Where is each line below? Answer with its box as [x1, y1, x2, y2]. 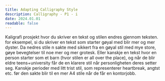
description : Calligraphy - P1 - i [5, 12, 78, 17]
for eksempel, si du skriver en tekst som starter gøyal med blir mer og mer [5, 40, 155, 45]
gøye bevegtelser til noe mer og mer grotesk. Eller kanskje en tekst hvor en [5, 50, 157, 56]
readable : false [5, 20, 38, 26]
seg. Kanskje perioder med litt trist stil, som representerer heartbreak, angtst [5, 65, 160, 71]
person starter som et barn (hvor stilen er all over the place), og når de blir [5, 55, 156, 61]
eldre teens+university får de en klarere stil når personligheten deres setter [5, 60, 157, 66]
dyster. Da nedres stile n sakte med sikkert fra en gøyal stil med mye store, [5, 44, 156, 50]
